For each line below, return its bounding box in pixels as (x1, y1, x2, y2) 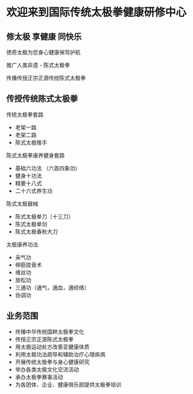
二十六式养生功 (15, 187, 53, 194)
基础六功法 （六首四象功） (15, 164, 80, 172)
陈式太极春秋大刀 (15, 228, 58, 235)
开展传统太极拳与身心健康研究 (15, 358, 90, 366)
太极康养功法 (6, 241, 38, 248)
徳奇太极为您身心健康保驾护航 (6, 49, 80, 56)
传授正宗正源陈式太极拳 (15, 335, 74, 343)
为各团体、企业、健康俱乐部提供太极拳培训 (15, 381, 122, 388)
